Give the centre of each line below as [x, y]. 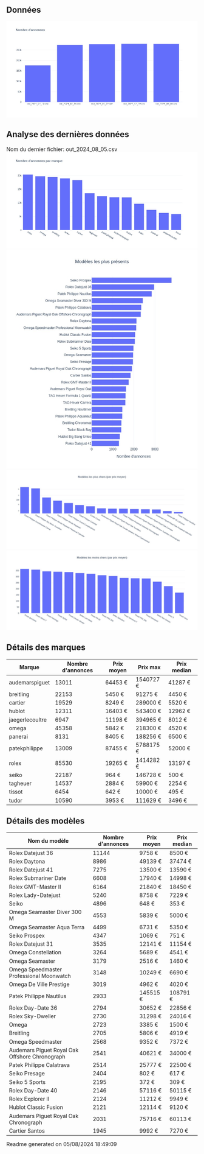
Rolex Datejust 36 [31, 853]
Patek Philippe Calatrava [39, 1065]
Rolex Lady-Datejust [35, 895]
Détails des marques [46, 648]
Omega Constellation [35, 952]
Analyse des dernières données [68, 134]
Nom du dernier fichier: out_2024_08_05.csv [62, 149]
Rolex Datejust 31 [31, 944]
